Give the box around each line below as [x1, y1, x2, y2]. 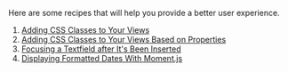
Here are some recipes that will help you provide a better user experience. [8, 8, 281, 18]
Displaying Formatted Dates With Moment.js [20, 53, 183, 63]
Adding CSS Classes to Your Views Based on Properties [20, 35, 227, 44]
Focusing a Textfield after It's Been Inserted [20, 44, 181, 54]
